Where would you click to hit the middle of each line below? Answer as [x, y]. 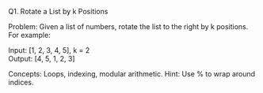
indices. [21, 82]
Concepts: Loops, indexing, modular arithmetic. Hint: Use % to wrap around [132, 74]
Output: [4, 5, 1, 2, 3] [42, 59]
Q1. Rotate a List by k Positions [58, 11]
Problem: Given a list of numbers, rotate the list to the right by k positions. [128, 26]
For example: [30, 35]
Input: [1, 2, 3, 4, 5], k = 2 [49, 50]
